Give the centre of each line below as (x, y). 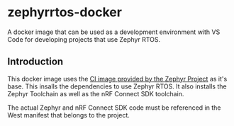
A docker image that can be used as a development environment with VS (114, 32)
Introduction (35, 62)
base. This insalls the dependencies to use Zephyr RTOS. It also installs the (117, 86)
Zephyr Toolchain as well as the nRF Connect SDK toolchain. (96, 93)
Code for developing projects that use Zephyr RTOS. (84, 39)
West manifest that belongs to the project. (68, 115)
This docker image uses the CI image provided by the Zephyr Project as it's (117, 79)
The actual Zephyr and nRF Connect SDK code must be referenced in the (114, 108)
